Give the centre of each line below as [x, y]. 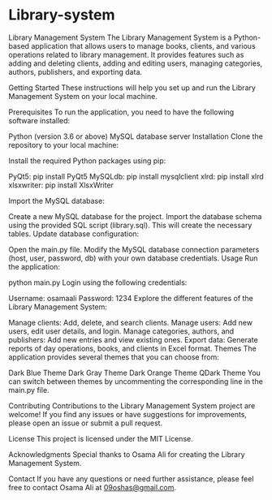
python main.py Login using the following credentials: [98, 282]
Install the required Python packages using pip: [87, 161]
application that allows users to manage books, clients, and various [143, 45]
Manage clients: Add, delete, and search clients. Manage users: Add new [131, 322]
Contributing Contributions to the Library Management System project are [132, 405]
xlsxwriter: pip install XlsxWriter [61, 185]
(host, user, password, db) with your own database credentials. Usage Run [133, 258]
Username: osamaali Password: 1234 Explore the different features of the [131, 298]
